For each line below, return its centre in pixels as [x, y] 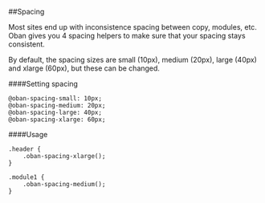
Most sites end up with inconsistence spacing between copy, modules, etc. [132, 27]
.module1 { [26, 177]
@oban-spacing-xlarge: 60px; [57, 120]
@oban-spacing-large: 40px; [55, 112]
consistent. [27, 44]
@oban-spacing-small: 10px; [55, 99]
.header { [25, 149]
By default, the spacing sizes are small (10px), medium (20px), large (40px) [132, 60]
